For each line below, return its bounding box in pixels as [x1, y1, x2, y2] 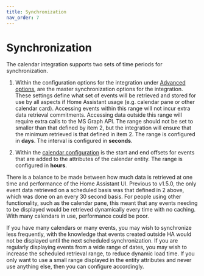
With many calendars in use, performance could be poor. [6, 212, 149, 219]
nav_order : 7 [6, 15, 40, 21]
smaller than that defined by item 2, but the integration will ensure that [15, 124, 192, 131]
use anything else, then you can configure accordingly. [6, 263, 144, 271]
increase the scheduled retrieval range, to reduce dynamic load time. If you [6, 250, 195, 257]
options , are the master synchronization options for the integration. [15, 86, 184, 93]
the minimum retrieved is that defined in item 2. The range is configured [15, 131, 196, 138]
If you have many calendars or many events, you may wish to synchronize [6, 224, 192, 232]
